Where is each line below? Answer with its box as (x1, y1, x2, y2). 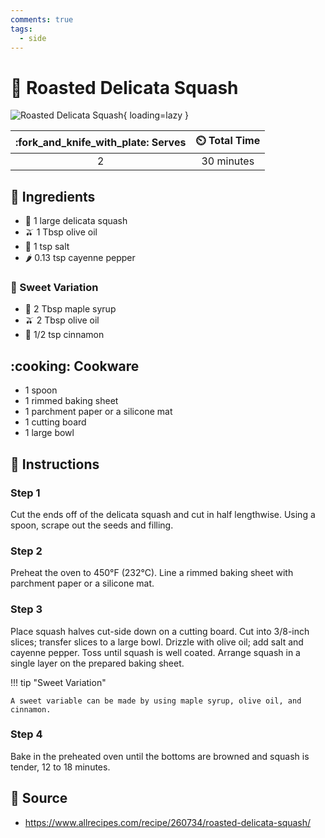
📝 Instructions (10, 456, 100, 473)
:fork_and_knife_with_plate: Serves (15, 135, 187, 149)
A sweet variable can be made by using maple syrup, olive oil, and (10, 696, 302, 706)
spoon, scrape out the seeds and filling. (10, 519, 174, 531)
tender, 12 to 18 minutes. (10, 761, 111, 773)
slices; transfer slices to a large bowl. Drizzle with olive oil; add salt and (10, 636, 304, 648)
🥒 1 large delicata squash (24, 215, 128, 227)
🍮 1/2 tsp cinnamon (24, 329, 105, 341)
